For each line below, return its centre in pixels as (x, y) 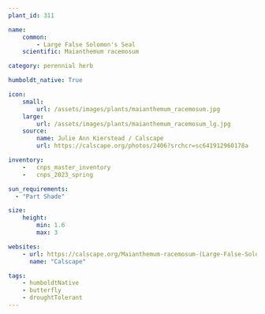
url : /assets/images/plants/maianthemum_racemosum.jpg (129, 109)
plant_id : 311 (32, 15)
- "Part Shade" (40, 196)
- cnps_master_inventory (67, 167)
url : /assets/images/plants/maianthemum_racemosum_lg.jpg (134, 124)
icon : (17, 95)
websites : (24, 247)
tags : (17, 276)
